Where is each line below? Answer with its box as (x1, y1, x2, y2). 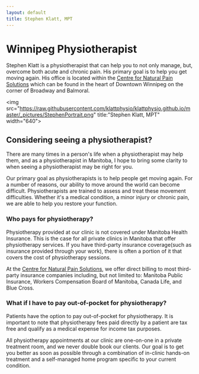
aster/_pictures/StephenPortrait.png (6, 111, 94, 118)
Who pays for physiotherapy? (6, 215, 94, 223)
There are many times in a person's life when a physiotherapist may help (6, 150, 184, 158)
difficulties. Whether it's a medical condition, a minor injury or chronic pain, (6, 194, 190, 201)
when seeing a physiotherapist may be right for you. (6, 164, 133, 171)
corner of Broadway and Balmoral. (6, 87, 90, 95)
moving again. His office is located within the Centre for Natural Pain (6, 74, 174, 81)
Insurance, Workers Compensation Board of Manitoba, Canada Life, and (6, 278, 182, 285)
